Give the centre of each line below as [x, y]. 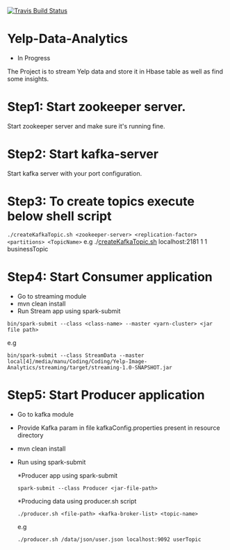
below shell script [59, 216]
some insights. [28, 78]
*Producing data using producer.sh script [77, 501]
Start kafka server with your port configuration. [75, 173]
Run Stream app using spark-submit [69, 311]
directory [30, 435]
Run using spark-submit [51, 462]
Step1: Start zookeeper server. [97, 107]
